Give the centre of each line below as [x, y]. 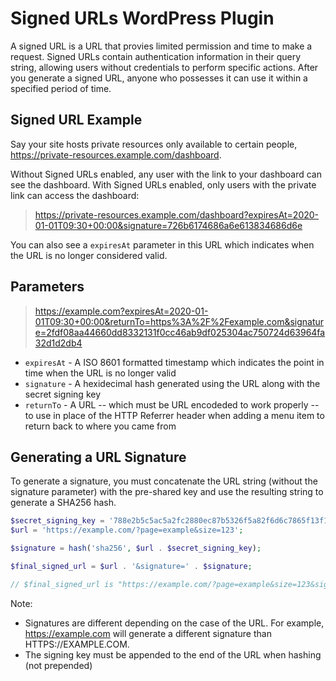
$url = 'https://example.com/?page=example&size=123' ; [127, 530]
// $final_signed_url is [62, 584]
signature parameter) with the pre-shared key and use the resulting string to [167, 492]
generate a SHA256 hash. [63, 503]
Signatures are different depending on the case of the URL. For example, [174, 623]
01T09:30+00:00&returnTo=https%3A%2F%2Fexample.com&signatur [179, 321]
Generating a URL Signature [98, 457]
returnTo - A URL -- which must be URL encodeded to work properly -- [172, 404]
